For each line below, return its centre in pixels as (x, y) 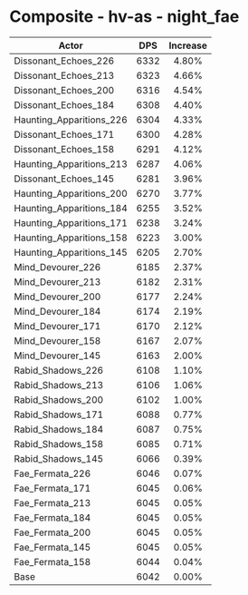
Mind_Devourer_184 (57, 311)
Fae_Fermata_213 (52, 502)
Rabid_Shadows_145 (59, 458)
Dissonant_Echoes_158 (64, 149)
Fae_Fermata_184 (52, 517)
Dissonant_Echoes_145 (64, 179)
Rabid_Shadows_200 (59, 399)
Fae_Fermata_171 (52, 488)
